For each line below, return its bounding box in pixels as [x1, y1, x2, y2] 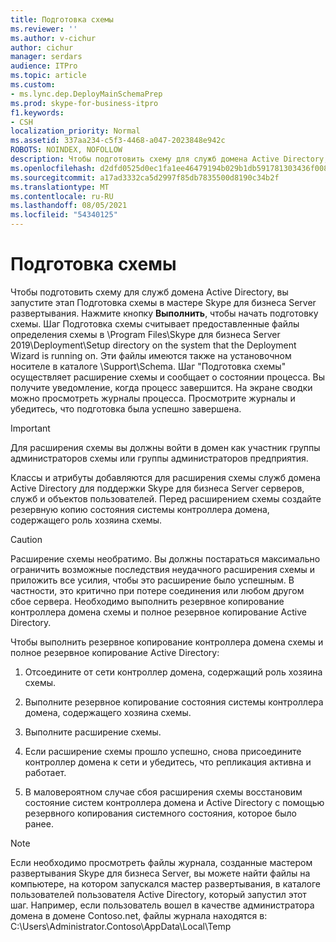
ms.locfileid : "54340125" [10, 210, 118, 220]
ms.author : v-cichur [10, 33, 97, 43]
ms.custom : [10, 80, 56, 90]
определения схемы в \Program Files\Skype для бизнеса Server [10, 328, 281, 340]
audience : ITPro [10, 61, 78, 71]
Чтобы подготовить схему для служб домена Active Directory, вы [10, 286, 289, 298]
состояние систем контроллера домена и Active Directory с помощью [24, 796, 325, 808]
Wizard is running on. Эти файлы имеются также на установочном [10, 349, 292, 361]
